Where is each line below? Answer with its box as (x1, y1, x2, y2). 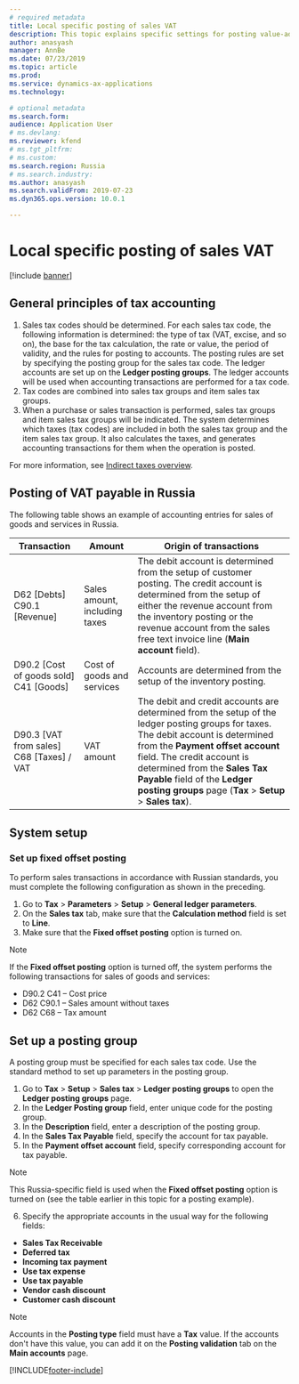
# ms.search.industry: (9, 170, 93, 179)
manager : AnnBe (9, 46, 66, 55)
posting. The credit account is (137, 577, 263, 589)
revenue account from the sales (137, 621, 271, 634)
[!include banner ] (9, 270, 73, 280)
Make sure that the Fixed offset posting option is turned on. (21, 927, 243, 938)
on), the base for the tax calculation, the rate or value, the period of (21, 338, 270, 349)
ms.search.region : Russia (9, 161, 105, 170)
